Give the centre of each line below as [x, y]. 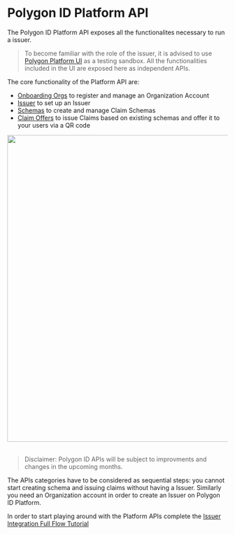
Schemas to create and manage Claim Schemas [86, 110]
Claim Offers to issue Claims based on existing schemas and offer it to [119, 118]
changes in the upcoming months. [73, 466]
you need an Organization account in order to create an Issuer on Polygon [114, 495]
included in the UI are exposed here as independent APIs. [107, 68]
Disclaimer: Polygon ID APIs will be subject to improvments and [115, 459]
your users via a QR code [54, 125]
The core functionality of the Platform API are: [73, 81]
